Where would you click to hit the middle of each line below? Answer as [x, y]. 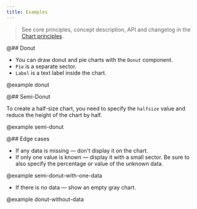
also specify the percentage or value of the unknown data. [89, 164]
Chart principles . [42, 36]
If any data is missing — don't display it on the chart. [82, 150]
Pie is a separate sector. [46, 66]
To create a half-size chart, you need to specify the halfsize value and [96, 108]
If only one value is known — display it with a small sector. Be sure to [102, 157]
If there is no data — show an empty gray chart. [75, 187]
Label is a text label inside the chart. [61, 73]
